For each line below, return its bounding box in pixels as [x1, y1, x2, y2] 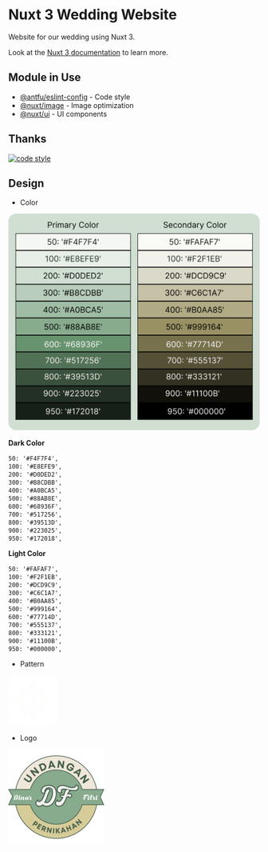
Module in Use [8, 70, 81, 85]
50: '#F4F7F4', [8, 454, 59, 462]
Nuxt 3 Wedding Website [8, 6, 177, 24]
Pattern [19, 659, 45, 669]
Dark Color [8, 438, 45, 447]
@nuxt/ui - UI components [19, 109, 108, 118]
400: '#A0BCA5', [8, 486, 62, 494]
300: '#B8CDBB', [8, 478, 62, 486]
